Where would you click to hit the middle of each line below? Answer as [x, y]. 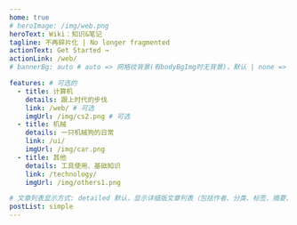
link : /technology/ [61, 174]
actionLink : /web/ [43, 59]
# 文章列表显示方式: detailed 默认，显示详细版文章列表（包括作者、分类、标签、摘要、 [151, 198]
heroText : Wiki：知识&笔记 [56, 34]
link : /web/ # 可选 [60, 108]
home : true [29, 17]
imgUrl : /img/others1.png [73, 182]
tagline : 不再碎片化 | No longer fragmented [90, 42]
